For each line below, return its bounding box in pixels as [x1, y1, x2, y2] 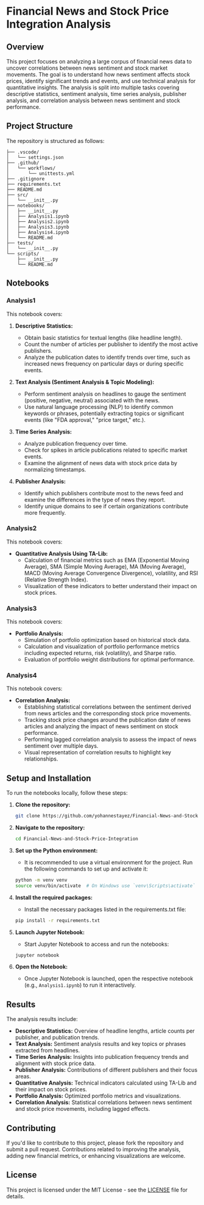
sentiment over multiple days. [24, 742, 99, 750]
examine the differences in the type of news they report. [24, 496, 166, 503]
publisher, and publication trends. [15, 1034, 99, 1041]
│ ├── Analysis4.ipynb [6, 229, 69, 235]
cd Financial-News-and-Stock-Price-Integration [15, 836, 138, 842]
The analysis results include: [6, 1015, 78, 1023]
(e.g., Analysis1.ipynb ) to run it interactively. [24, 981, 136, 989]
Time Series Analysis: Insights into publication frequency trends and [15, 1053, 189, 1061]
